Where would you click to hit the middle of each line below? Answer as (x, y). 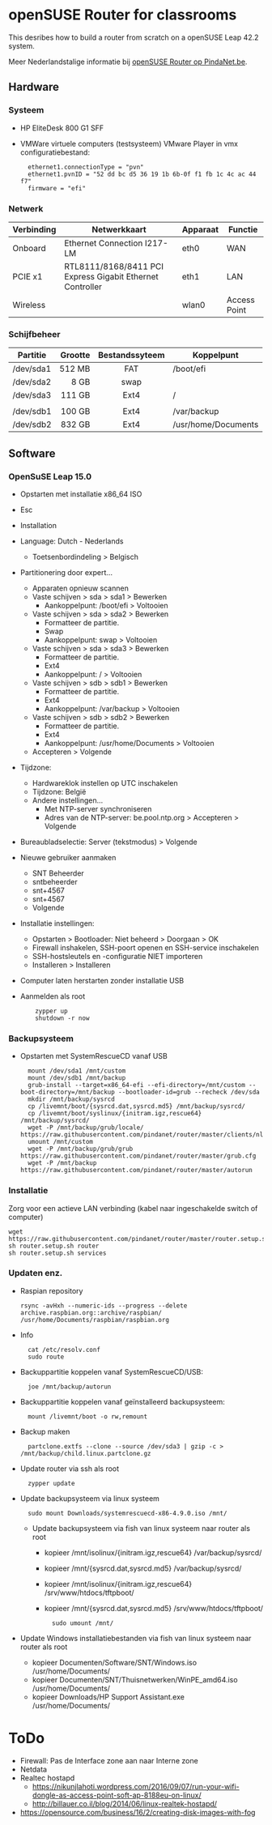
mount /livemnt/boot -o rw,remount (88, 1416)
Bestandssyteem (132, 356)
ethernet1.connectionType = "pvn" (86, 167)
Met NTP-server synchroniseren (98, 808)
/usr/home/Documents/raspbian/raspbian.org (95, 1320)
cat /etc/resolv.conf (64, 1350)
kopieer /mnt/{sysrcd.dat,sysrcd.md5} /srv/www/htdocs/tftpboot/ (154, 1608)
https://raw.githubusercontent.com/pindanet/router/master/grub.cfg (138, 1156)
